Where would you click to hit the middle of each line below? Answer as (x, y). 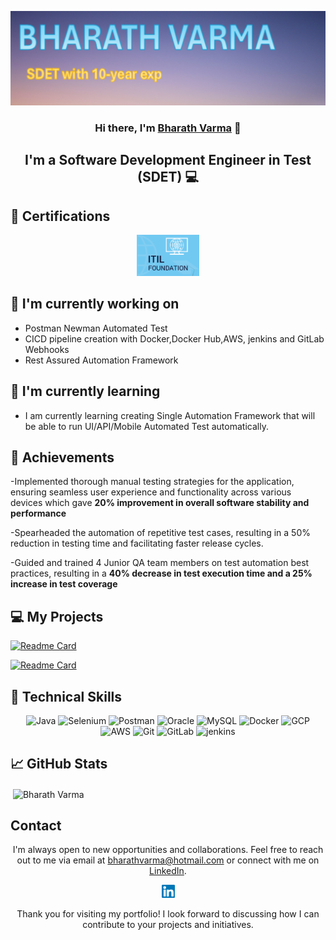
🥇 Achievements (62, 457)
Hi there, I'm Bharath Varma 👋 (168, 128)
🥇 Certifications (60, 216)
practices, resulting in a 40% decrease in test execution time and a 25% (161, 573)
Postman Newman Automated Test (96, 328)
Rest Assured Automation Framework (101, 360)
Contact (36, 825)
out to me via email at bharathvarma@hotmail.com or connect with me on (168, 860)
